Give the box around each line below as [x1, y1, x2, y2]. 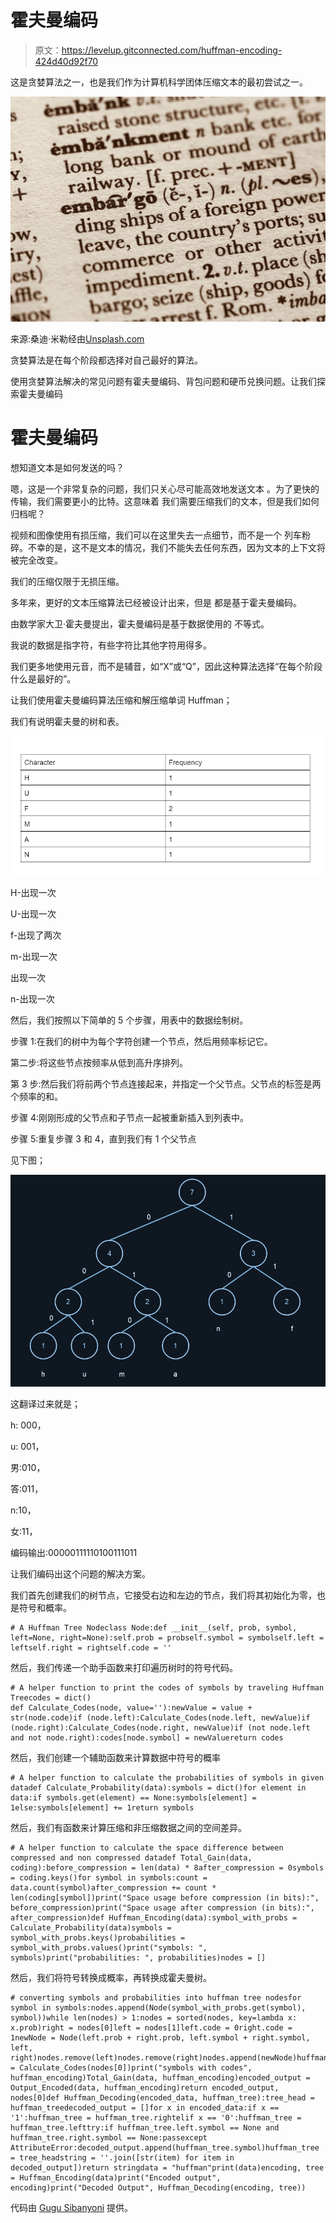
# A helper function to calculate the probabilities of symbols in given [10, 1773, 325, 1783]
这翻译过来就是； [10, 1398, 81, 1410]
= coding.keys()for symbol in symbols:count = [10, 1873, 208, 1883]
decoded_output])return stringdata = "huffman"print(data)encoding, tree [10, 2163, 325, 2173]
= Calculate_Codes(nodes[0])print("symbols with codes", [10, 2063, 253, 2073]
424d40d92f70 [34, 55, 99, 67]
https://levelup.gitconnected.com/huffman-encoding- [61, 44, 283, 56]
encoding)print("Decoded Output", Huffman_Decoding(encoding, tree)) [10, 2183, 307, 2193]
